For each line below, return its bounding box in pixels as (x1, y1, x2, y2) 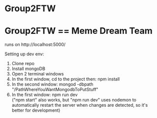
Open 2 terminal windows (11, 71, 64, 77)
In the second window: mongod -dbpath (11, 81, 94, 87)
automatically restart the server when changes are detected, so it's (11, 102, 148, 108)
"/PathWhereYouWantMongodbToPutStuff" (11, 87, 99, 93)
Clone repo (11, 61, 35, 67)
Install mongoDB (11, 66, 45, 71)
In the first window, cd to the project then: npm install (11, 76, 120, 82)
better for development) (11, 107, 61, 113)
